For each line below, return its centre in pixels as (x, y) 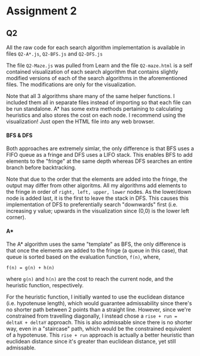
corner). (16, 217)
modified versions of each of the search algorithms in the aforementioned (97, 78)
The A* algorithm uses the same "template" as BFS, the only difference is (96, 244)
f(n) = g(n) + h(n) (30, 268)
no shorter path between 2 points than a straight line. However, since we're (99, 310)
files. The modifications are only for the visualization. (71, 84)
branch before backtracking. (41, 168)
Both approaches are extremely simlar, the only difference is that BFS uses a (100, 148)
